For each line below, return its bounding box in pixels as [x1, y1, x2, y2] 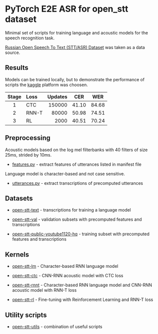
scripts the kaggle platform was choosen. [5, 82, 88, 88]
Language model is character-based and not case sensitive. [5, 171, 125, 176]
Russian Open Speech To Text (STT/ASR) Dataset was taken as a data [5, 44, 145, 50]
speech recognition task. [5, 35, 55, 41]
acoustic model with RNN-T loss [12, 287, 77, 293]
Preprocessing [5, 134, 51, 142]
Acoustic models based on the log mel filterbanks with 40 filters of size [5, 147, 148, 153]
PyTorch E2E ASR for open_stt [5, 3, 129, 15]
